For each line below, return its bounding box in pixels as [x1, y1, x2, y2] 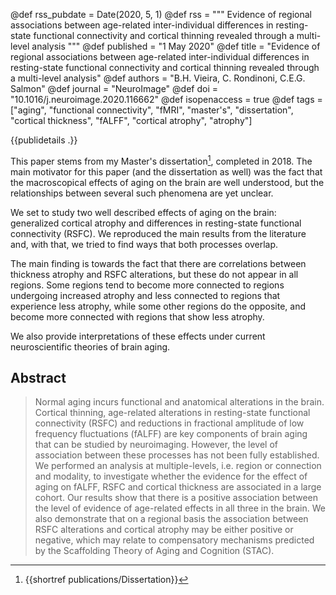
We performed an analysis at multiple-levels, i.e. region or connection [34, 460, 322, 472]
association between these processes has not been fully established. [34, 449, 320, 461]
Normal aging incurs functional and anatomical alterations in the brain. [34, 396, 325, 408]
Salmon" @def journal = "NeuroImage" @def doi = [10, 83, 218, 94]
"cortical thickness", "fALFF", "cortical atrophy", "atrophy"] [10, 115, 253, 126]
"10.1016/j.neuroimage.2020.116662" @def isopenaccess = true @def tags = [10, 94, 323, 105]
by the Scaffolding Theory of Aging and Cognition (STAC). [34, 545, 275, 557]
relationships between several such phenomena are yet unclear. [10, 187, 274, 199]
